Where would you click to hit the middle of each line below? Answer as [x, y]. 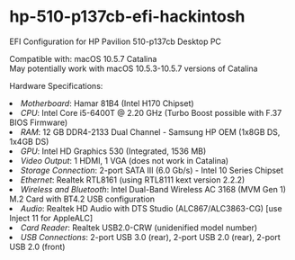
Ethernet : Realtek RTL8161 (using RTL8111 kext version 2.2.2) [133, 179]
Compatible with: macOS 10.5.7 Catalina [83, 58]
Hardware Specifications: [56, 85]
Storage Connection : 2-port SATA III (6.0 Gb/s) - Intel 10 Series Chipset [152, 170]
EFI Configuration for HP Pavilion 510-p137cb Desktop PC [116, 41]
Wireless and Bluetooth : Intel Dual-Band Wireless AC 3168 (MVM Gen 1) [153, 189]
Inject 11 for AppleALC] [51, 218]
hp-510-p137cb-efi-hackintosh [127, 17]
